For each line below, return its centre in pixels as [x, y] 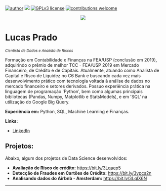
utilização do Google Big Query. [38, 102]
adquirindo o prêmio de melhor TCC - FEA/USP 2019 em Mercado [72, 65]
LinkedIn [21, 131]
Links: [12, 121]
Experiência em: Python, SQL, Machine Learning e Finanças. [67, 111]
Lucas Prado [31, 38]
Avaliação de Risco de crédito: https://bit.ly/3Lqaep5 [66, 168]
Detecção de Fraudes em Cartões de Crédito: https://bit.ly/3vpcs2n [82, 173]
